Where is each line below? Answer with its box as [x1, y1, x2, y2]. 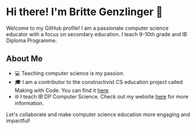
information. [14, 99, 44, 107]
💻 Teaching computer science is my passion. [14, 69, 125, 76]
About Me [6, 54, 43, 64]
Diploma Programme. [6, 37, 57, 44]
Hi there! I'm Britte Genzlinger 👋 [6, 5, 163, 19]
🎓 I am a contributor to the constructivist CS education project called [14, 78, 183, 85]
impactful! [6, 117, 30, 124]
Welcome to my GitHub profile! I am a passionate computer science [6, 24, 169, 31]
